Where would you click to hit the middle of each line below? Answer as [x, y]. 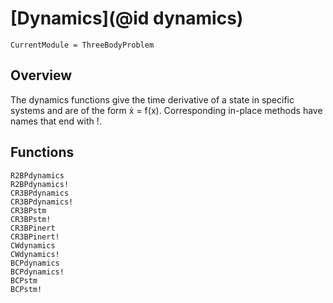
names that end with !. [56, 121]
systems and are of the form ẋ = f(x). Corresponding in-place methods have [166, 110]
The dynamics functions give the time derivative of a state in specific [152, 99]
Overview [41, 75]
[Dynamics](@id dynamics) [127, 18]
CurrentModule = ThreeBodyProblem [82, 45]
